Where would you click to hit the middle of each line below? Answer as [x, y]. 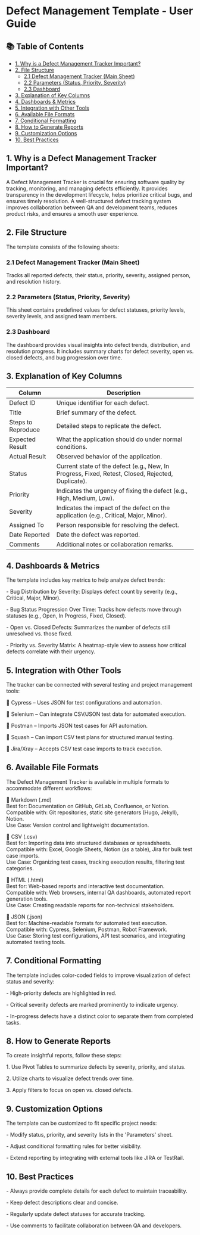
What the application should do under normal [119, 439]
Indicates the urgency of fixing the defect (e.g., [122, 491]
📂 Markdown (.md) [29, 799]
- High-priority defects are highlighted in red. [61, 993]
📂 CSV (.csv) [22, 836]
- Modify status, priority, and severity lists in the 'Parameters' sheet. [90, 1135]
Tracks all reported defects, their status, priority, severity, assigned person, [99, 275]
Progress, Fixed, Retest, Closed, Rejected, [115, 474]
